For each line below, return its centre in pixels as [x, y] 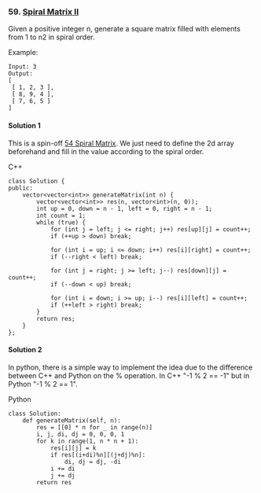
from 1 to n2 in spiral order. [51, 37]
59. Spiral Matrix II [44, 12]
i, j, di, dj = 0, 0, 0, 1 [81, 434]
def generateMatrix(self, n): [72, 420]
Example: [23, 53]
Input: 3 [22, 67]
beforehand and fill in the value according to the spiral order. [106, 151]
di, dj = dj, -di [93, 462]
